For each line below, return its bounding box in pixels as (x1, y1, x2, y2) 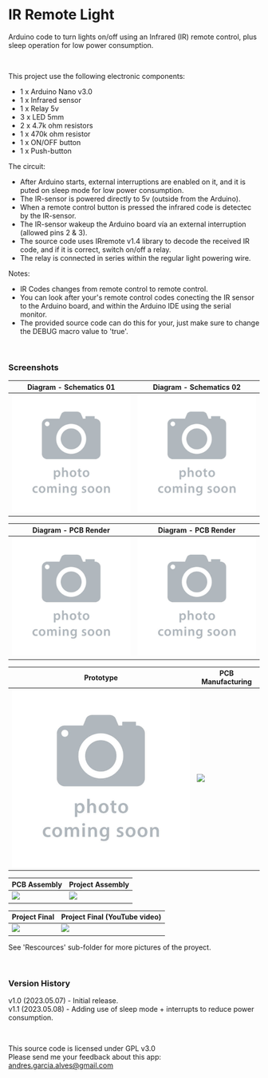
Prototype (83, 672, 118, 683)
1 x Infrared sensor (19, 95, 81, 104)
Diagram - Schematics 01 (26, 382, 116, 391)
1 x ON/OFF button (19, 137, 81, 147)
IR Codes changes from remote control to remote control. (19, 284, 209, 293)
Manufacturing (201, 677, 253, 687)
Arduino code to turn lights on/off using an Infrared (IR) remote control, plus (8, 32, 258, 41)
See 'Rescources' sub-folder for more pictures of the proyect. (8, 942, 211, 952)
